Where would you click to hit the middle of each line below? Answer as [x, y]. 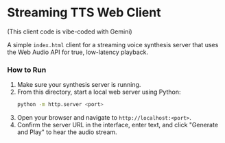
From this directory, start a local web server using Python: [99, 92]
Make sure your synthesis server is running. [79, 85]
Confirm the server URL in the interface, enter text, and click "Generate [117, 125]
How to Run [27, 70]
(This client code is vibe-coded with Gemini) [70, 31]
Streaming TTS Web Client [84, 13]
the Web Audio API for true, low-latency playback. [78, 52]
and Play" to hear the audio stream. [67, 132]
